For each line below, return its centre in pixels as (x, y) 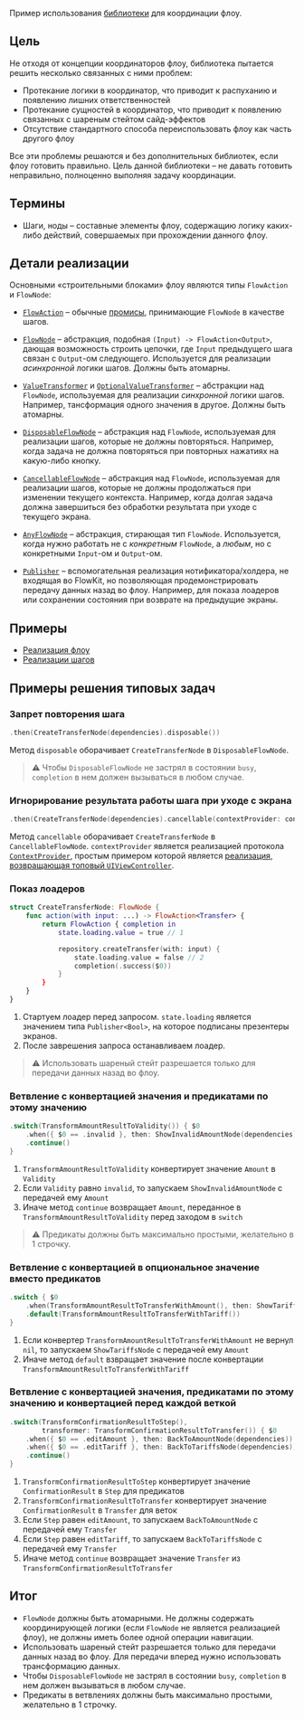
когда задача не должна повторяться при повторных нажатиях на (150, 451)
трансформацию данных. (71, 1666)
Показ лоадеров (47, 888)
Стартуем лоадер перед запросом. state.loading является (137, 1016)
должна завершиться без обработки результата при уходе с (140, 507)
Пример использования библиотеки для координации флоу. (126, 13)
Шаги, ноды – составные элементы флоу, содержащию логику (143, 225)
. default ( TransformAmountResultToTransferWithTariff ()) (133, 1314)
